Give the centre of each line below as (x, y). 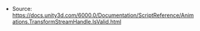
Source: (22, 9)
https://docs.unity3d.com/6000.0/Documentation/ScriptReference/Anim (103, 15)
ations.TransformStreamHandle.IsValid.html (67, 22)
